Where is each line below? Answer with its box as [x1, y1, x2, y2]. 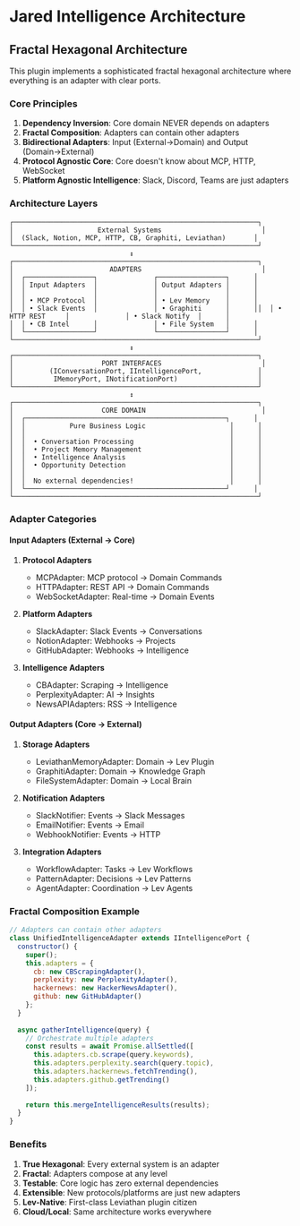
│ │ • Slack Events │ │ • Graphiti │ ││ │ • [9, 304, 282, 313]
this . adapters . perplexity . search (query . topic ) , [32, 1059, 215, 1067]
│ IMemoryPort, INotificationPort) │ [9, 374, 262, 383]
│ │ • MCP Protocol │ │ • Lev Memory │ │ [9, 296, 258, 305]
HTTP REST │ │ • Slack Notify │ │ [9, 312, 230, 321]
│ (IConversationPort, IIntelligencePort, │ [9, 366, 262, 375]
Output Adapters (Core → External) [9, 719, 142, 730]
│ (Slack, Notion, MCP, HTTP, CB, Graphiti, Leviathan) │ [9, 233, 258, 243]
